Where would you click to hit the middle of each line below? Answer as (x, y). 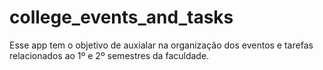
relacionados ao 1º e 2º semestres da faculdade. (109, 55)
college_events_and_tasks (121, 17)
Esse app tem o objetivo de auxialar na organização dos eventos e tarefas (161, 45)
